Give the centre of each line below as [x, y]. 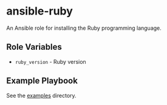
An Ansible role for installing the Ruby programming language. [84, 28]
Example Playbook [42, 81]
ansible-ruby [39, 11]
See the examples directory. [42, 95]
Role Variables [34, 47]
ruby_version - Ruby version [50, 61]
